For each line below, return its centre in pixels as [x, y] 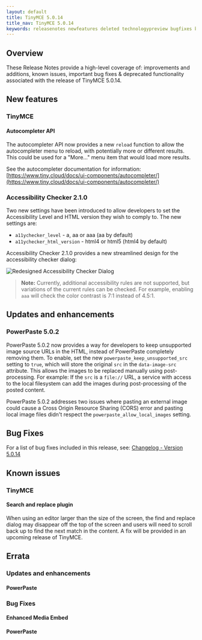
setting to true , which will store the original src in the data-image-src [91, 364]
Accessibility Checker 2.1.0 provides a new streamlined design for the [92, 253]
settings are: [22, 223]
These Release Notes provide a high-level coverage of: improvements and [98, 68]
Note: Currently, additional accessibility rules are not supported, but [105, 283]
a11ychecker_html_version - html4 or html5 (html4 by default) [91, 241]
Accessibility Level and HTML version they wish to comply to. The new [94, 217]
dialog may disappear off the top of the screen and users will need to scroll [99, 524]
